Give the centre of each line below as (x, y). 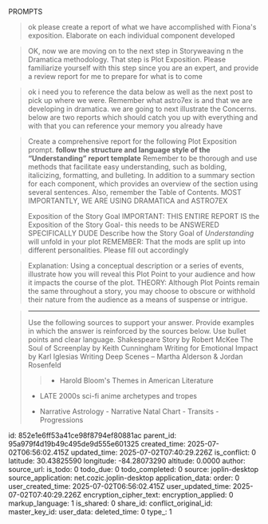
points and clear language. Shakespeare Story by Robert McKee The (140, 339)
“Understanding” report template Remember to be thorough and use (142, 158)
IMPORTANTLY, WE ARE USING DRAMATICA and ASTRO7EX (128, 200)
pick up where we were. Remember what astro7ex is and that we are (140, 100)
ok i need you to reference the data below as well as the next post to (140, 92)
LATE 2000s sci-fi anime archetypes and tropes (118, 396)
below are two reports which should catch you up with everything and (143, 117)
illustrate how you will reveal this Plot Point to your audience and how (142, 274)
